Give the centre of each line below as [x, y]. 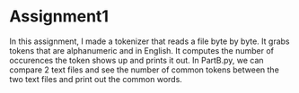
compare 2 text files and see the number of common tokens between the [145, 70]
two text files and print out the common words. [96, 79]
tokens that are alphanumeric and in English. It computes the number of [142, 50]
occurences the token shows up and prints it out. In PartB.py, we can [136, 60]
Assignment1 [59, 17]
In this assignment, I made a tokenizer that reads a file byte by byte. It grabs [149, 41]
